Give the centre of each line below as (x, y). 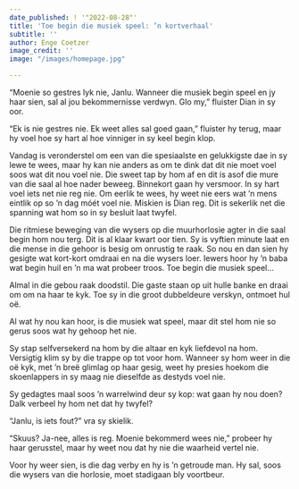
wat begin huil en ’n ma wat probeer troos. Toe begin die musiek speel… (142, 268)
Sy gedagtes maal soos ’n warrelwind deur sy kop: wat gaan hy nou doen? (146, 394)
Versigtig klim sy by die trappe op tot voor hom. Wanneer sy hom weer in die (150, 358)
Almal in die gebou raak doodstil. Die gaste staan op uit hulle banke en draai (149, 285)
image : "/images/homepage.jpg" (67, 59)
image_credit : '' (42, 51)
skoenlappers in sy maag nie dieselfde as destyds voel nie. (117, 377)
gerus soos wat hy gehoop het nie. (73, 331)
